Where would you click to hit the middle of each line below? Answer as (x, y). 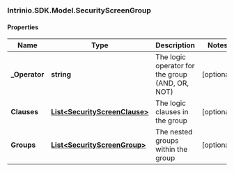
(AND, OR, (172, 84)
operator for (175, 66)
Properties (23, 27)
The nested (174, 132)
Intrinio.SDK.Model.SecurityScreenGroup (79, 10)
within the (172, 150)
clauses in (172, 112)
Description (175, 45)
